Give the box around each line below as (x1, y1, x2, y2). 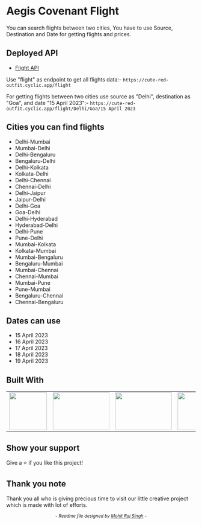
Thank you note (6, 479, 66, 489)
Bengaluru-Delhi (14, 157, 56, 164)
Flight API (14, 64, 39, 71)
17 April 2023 (14, 345, 48, 352)
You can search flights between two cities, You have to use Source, (6, 24, 173, 31)
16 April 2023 (14, 338, 49, 345)
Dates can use (6, 316, 61, 326)
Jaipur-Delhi (14, 196, 46, 203)
